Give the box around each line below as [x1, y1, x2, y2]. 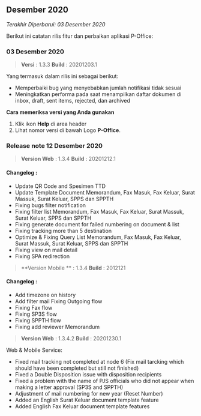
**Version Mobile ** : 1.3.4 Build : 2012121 [20, 264, 126, 271]
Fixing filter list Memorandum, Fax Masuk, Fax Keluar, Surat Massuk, [14, 208, 184, 215]
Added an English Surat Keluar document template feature [14, 396, 159, 403]
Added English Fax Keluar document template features [14, 402, 150, 410]
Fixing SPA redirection [14, 252, 70, 260]
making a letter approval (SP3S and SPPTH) [14, 384, 124, 391]
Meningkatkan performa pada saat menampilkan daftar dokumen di [14, 91, 182, 98]
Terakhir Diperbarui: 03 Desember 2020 [6, 20, 106, 28]
